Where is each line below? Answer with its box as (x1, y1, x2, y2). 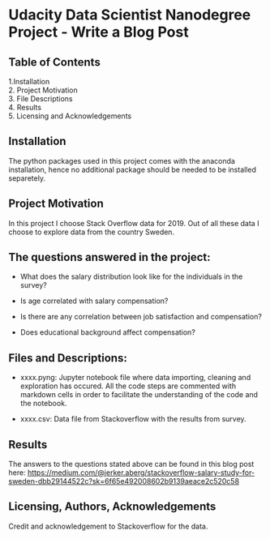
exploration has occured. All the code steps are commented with (19, 381, 237, 391)
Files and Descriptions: (8, 351, 127, 365)
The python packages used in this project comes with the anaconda (8, 156, 235, 165)
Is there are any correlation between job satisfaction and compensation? (19, 312, 262, 322)
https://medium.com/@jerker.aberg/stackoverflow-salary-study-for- (27, 468, 255, 477)
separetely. (8, 173, 46, 183)
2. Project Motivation (8, 85, 79, 95)
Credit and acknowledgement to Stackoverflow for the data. (8, 521, 208, 531)
